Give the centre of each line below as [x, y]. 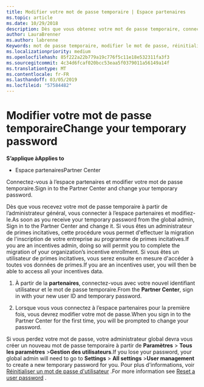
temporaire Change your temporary [97, 129]
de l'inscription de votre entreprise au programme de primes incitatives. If [98, 239]
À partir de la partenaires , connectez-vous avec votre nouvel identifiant [105, 283]
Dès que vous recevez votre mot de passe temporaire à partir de [87, 206]
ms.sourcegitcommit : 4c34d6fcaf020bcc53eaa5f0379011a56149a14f [88, 63]
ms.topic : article [29, 18]
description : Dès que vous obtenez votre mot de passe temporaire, [93, 29]
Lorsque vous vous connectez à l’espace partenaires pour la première [102, 307]
